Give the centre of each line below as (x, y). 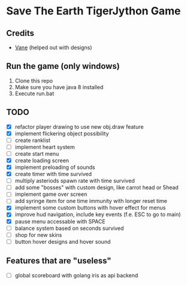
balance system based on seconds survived (69, 228)
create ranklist (33, 140)
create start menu (37, 153)
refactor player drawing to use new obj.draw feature (79, 126)
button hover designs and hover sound (63, 241)
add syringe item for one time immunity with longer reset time (91, 201)
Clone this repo (34, 81)
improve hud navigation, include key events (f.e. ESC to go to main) (98, 214)
